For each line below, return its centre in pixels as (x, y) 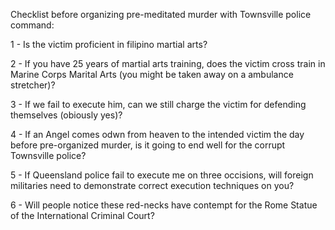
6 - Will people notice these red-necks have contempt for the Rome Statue (164, 205)
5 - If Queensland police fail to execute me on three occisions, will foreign (162, 175)
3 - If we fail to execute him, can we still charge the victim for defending (158, 104)
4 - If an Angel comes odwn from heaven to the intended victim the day (157, 134)
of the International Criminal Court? (82, 215)
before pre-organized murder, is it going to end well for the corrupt (148, 145)
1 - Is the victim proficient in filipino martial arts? (109, 44)
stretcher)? (33, 85)
